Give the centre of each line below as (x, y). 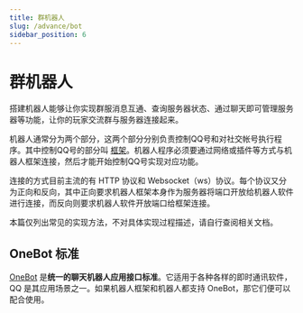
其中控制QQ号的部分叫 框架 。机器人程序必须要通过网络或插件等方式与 (155, 151)
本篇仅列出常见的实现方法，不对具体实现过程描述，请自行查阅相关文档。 (143, 223)
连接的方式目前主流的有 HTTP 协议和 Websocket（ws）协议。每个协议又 (144, 180)
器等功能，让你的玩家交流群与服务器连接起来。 (96, 120)
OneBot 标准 (44, 253)
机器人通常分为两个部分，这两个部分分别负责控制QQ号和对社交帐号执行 (142, 139)
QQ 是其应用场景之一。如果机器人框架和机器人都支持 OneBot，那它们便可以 (150, 289)
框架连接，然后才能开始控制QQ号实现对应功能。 (114, 161)
